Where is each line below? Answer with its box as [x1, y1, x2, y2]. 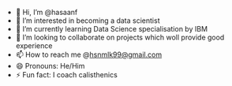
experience [15, 41, 53, 50]
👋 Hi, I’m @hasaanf [15, 8, 78, 17]
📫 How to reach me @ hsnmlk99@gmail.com [15, 50, 163, 59]
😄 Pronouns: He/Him [15, 62, 85, 70]
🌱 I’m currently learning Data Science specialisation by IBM [15, 24, 208, 33]
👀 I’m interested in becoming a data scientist [15, 16, 160, 25]
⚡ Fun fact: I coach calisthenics [15, 70, 118, 79]
